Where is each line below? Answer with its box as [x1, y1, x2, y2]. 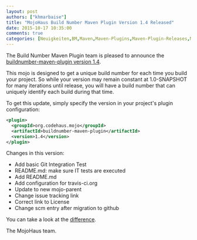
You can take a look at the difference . [6, 216, 97, 223]
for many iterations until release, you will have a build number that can [6, 82, 176, 89]
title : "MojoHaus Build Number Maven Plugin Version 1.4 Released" [6, 19, 175, 25]
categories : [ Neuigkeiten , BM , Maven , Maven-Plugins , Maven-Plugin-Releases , [6, 36, 191, 42]
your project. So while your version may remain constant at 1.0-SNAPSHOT [6, 76, 188, 83]
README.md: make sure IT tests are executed [14, 167, 126, 174]
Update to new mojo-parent [14, 186, 82, 193]
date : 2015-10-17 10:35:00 [6, 25, 72, 31]
